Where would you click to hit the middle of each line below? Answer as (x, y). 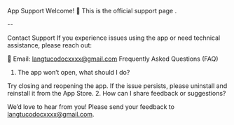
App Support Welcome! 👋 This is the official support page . (92, 11)
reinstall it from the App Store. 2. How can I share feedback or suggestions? (117, 93)
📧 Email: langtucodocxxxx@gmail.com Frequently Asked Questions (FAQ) (113, 59)
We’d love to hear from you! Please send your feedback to (91, 107)
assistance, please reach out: (50, 45)
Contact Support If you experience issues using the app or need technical (114, 38)
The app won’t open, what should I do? (74, 72)
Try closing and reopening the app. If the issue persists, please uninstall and (117, 86)
